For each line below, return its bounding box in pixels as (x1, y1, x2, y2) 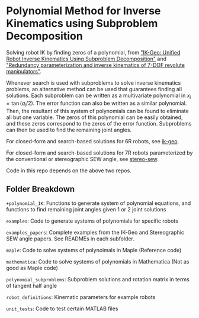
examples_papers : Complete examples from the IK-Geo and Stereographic (6, 229, 185, 236)
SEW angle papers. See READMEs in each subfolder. (6, 235, 135, 242)
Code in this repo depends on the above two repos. (6, 167, 131, 174)
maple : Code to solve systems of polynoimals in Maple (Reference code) (6, 247, 182, 254)
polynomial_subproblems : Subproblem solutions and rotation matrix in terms (6, 276, 190, 283)
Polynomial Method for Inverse (6, 4, 161, 18)
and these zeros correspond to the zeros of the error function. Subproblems (6, 120, 192, 127)
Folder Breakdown (6, 184, 75, 194)
